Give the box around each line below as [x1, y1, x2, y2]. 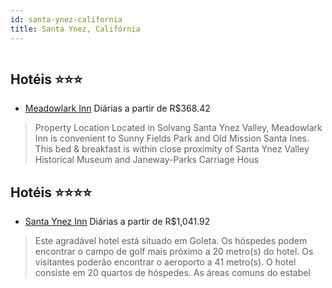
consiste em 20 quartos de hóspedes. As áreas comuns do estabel [34, 267, 311, 279]
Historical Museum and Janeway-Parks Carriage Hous [34, 154, 260, 166]
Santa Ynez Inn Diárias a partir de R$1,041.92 [24, 216, 211, 228]
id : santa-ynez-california [10, 14, 123, 25]
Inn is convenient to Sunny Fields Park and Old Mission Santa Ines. [34, 132, 310, 145]
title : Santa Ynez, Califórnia [10, 24, 141, 34]
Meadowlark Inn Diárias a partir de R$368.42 [24, 102, 211, 115]
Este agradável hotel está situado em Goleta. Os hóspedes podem [34, 235, 308, 247]
